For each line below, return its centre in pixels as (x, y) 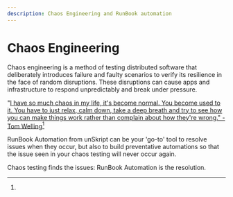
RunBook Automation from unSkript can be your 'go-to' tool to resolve (107, 139)
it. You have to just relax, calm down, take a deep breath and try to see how (115, 110)
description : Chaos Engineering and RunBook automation (89, 14)
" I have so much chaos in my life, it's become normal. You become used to (114, 103)
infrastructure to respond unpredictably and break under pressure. (102, 89)
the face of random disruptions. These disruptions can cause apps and (109, 82)
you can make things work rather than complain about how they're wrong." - (116, 117)
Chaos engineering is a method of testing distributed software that (102, 67)
